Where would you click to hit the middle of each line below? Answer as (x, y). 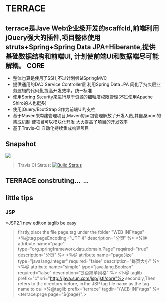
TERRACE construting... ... (47, 181)
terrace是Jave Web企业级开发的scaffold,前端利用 (83, 28)
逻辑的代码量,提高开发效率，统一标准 (55, 91)
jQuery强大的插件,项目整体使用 (53, 38)
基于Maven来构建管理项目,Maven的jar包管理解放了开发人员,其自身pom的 (87, 115)
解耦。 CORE (25, 65)
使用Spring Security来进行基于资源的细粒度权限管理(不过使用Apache (83, 97)
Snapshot (21, 144)
